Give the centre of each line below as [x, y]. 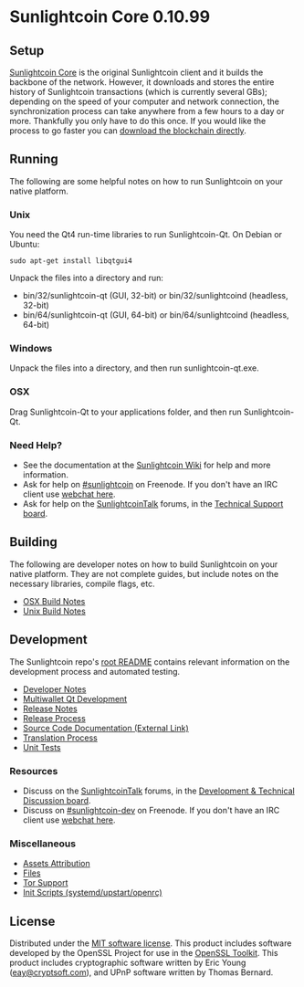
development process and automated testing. [95, 671]
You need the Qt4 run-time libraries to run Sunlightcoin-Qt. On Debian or [146, 235]
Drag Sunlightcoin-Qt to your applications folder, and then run [126, 412]
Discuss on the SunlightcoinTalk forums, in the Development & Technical [158, 791]
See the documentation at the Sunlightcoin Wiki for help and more [147, 465]
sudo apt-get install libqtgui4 [71, 261]
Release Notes [50, 709]
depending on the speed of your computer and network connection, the [145, 101]
